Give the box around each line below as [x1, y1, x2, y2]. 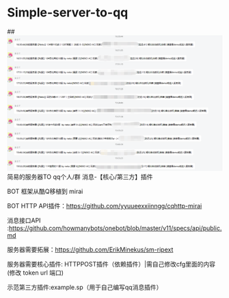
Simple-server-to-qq [7, 5, 129, 21]
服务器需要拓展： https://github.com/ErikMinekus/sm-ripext [7, 245, 174, 254]
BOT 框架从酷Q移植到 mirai [7, 187, 83, 196]
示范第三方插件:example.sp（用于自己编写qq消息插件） [7, 283, 163, 292]
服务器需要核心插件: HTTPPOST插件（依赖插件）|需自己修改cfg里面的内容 [7, 260, 215, 269]
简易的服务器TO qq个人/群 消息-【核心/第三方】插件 [7, 173, 153, 181]
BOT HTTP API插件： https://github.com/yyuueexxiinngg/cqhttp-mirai [7, 202, 202, 210]
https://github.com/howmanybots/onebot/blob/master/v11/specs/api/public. [9, 224, 222, 232]
